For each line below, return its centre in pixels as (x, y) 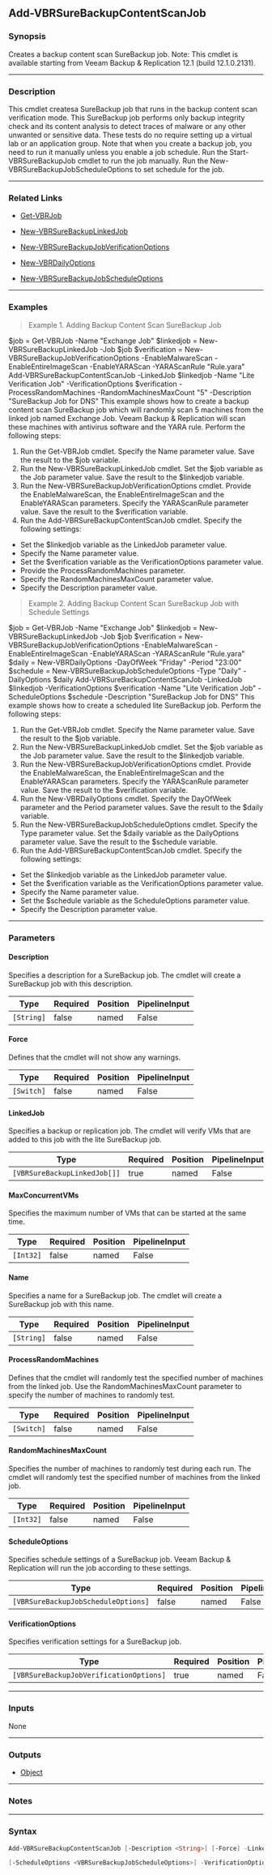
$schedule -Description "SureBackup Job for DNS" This (161, 696)
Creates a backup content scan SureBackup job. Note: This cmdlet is (123, 54)
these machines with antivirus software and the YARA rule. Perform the (127, 427)
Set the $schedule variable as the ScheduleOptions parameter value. (135, 901)
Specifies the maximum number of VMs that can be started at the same (127, 1213)
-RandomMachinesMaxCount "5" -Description (174, 392)
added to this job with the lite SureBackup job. (85, 1140)
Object (31, 1772)
